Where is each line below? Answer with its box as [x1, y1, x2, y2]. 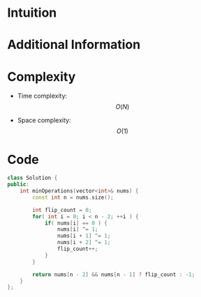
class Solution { [7, 174, 58, 182]
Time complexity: [17, 92, 68, 100]
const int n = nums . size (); [32, 194, 114, 201]
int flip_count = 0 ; [32, 206, 92, 213]
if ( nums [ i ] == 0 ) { [44, 220, 108, 227]
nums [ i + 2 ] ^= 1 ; [57, 239, 111, 246]
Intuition [7, 5, 57, 21]
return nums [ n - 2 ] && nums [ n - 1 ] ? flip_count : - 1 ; [32, 271, 195, 278]
